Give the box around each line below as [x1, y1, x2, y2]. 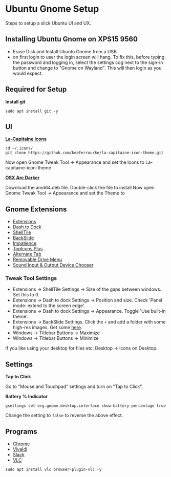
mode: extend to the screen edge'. [12, 302, 85, 309]
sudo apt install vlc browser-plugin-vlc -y [5, 467, 102, 472]
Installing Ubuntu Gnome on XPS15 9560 [5, 35, 138, 44]
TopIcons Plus [12, 246, 43, 252]
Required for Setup [5, 85, 67, 94]
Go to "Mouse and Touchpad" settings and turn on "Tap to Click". [5, 383, 143, 389]
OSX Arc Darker [5, 175, 40, 181]
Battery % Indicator [5, 394, 48, 400]
